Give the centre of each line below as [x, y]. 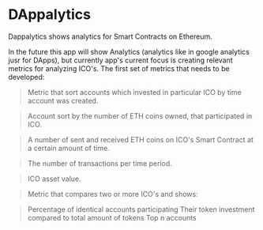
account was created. [63, 100]
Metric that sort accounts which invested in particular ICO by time [135, 92]
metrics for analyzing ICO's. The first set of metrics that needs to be [119, 68]
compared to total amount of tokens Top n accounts [112, 217]
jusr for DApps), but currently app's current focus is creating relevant [120, 60]
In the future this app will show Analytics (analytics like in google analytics [129, 51]
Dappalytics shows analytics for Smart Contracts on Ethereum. [111, 36]
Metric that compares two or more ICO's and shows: [113, 194]
